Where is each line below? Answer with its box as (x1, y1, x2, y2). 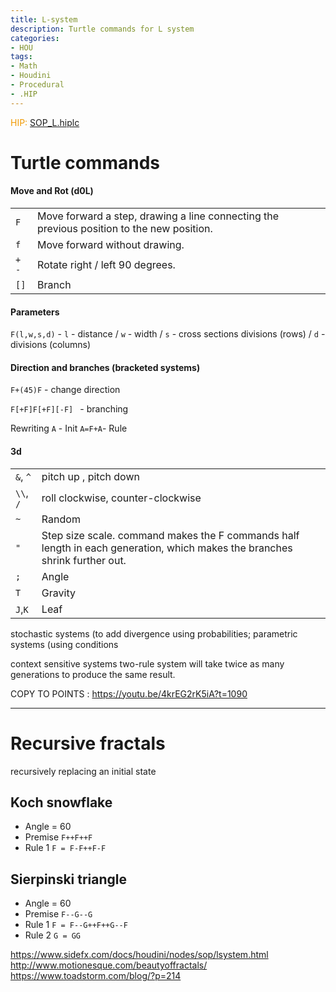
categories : (10, 33, 60, 43)
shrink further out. (41, 553, 127, 567)
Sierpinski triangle (10, 871, 128, 888)
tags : (10, 52, 33, 62)
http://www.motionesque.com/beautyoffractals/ (10, 959, 208, 971)
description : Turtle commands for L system (10, 24, 195, 34)
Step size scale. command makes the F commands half (41, 528, 300, 542)
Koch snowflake (10, 794, 113, 811)
